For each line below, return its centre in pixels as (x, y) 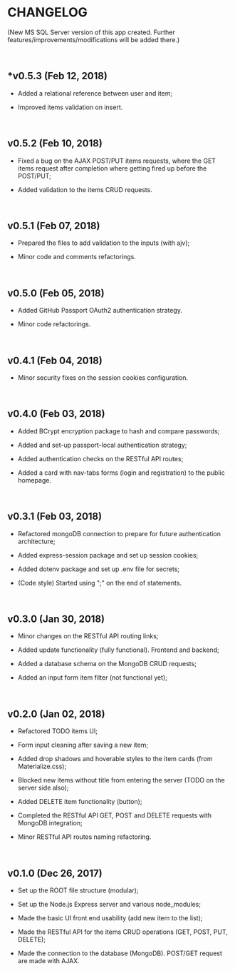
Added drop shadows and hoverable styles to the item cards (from (115, 759)
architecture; (36, 541)
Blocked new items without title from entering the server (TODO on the (121, 780)
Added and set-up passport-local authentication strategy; (102, 445)
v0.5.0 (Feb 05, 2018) (56, 293)
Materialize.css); (42, 766)
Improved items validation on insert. (70, 107)
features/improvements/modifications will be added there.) (94, 39)
